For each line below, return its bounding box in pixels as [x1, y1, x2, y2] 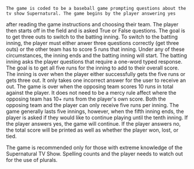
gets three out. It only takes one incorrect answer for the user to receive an [6, 77, 186, 84]
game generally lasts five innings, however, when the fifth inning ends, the [6, 108, 185, 115]
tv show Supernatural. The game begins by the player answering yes [6, 11, 176, 16]
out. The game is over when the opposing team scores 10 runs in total [6, 83, 174, 90]
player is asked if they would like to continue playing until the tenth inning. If [6, 114, 188, 121]
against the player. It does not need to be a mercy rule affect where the [6, 89, 177, 96]
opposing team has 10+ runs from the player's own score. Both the [6, 95, 166, 102]
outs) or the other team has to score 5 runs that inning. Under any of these [6, 46, 185, 53]
